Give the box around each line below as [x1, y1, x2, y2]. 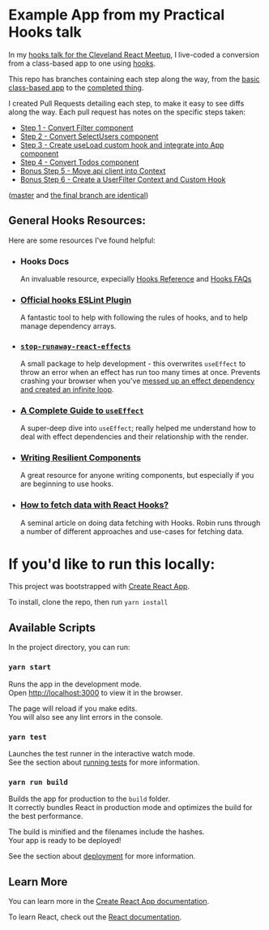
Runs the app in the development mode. [8, 679, 142, 689]
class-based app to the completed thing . [8, 83, 144, 93]
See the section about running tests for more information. [8, 757, 200, 767]
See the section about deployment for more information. [8, 851, 196, 861]
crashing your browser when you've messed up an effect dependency [19, 376, 255, 385]
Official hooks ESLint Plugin [19, 294, 132, 305]
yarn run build [8, 777, 69, 786]
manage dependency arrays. [19, 321, 117, 331]
